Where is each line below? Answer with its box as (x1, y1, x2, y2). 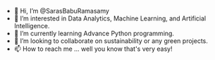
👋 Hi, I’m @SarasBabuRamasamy (13, 7, 109, 15)
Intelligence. (13, 22, 50, 30)
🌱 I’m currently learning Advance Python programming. (13, 29, 175, 37)
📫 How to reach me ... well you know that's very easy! (13, 44, 173, 53)
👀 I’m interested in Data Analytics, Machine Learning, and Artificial (13, 14, 207, 23)
